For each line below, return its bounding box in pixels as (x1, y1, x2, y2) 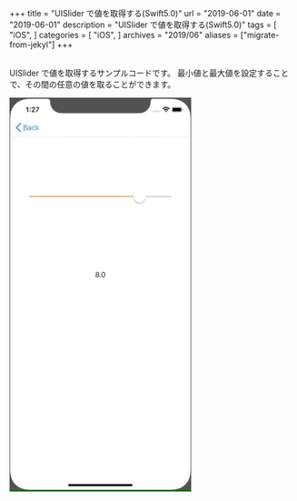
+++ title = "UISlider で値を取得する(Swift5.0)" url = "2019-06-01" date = (9, 8, 282, 18)
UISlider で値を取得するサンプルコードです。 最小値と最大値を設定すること (9, 67, 289, 78)
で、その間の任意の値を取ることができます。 (9, 79, 176, 89)
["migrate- (240, 30, 280, 40)
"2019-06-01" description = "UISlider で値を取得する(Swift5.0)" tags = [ (9, 19, 277, 30)
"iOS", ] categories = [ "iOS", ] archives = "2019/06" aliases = (9, 30, 239, 40)
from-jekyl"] (9, 39, 55, 50)
